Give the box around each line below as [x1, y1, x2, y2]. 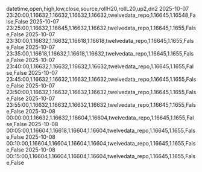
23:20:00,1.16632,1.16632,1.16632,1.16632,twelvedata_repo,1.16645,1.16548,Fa [6, 11, 196, 19]
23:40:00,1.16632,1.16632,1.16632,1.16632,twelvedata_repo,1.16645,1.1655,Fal [6, 63, 194, 70]
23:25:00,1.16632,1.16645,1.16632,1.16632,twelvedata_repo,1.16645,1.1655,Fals [6, 24, 196, 31]
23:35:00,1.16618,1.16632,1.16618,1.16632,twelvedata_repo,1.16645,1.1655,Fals [6, 50, 194, 57]
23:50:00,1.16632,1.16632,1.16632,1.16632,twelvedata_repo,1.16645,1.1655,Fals [6, 89, 197, 95]
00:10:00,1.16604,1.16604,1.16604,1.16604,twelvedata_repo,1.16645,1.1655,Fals [6, 140, 196, 147]
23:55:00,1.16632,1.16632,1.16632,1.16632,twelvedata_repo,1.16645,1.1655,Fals [6, 101, 196, 108]
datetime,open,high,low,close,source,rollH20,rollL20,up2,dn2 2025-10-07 [6, 5, 189, 12]
